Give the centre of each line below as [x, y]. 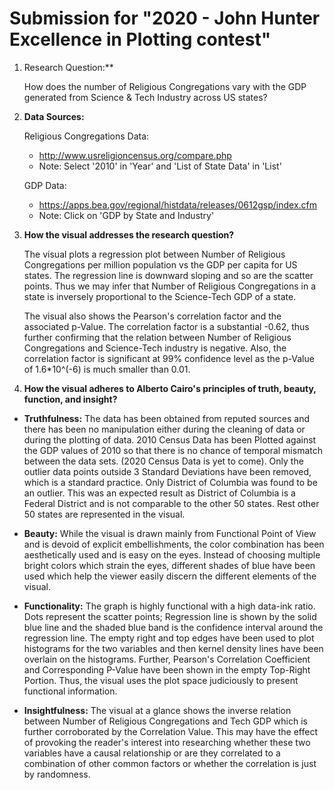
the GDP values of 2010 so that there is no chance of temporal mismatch [173, 450]
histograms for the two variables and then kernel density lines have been [173, 648]
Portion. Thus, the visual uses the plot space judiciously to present [161, 680]
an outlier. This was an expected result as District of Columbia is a [159, 493]
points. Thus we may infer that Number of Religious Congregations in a [170, 286]
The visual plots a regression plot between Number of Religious [154, 254]
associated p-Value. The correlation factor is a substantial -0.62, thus [166, 326]
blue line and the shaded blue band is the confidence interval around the [173, 627]
